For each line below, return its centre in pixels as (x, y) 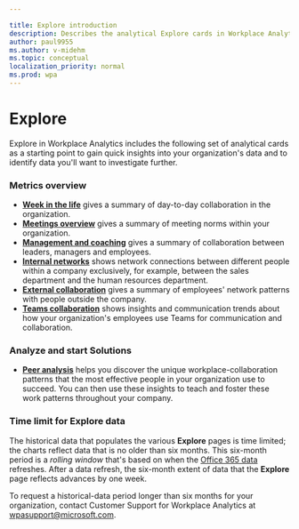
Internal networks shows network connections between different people (156, 261)
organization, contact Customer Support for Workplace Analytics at (133, 505)
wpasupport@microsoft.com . (63, 514)
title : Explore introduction (63, 25)
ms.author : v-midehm (48, 50)
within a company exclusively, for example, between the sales (135, 271)
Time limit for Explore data (68, 421)
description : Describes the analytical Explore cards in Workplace (137, 33)
